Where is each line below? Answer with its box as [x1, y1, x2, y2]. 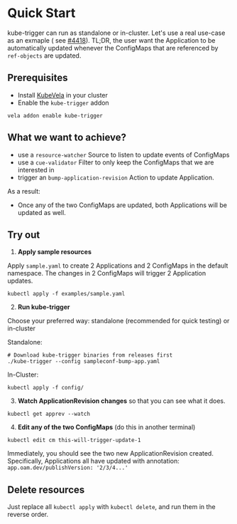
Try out [7, 229, 40, 241]
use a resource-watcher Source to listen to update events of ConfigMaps [17, 150, 230, 159]
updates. [7, 276, 33, 285]
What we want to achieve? [7, 132, 126, 144]
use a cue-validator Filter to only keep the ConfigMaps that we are [17, 158, 214, 167]
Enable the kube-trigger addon [17, 98, 109, 107]
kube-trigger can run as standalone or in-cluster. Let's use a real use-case [7, 28, 226, 37]
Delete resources [7, 483, 85, 496]
